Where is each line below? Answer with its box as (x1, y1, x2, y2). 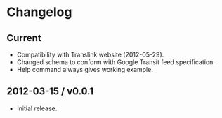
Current (6, 32, 41, 44)
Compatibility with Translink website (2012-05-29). (16, 50, 164, 59)
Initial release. (16, 104, 58, 112)
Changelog (6, 4, 72, 20)
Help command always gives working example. (16, 66, 154, 73)
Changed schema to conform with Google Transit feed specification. (16, 58, 216, 66)
